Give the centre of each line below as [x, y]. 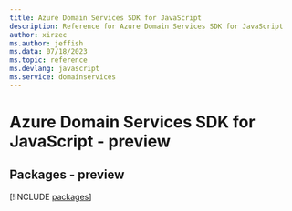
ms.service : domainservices [63, 77]
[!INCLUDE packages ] [51, 196]
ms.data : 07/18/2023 [49, 52]
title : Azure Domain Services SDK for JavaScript [106, 18]
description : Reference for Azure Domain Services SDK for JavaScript [146, 26]
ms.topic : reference [49, 60]
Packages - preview [67, 175]
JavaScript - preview [90, 141]
